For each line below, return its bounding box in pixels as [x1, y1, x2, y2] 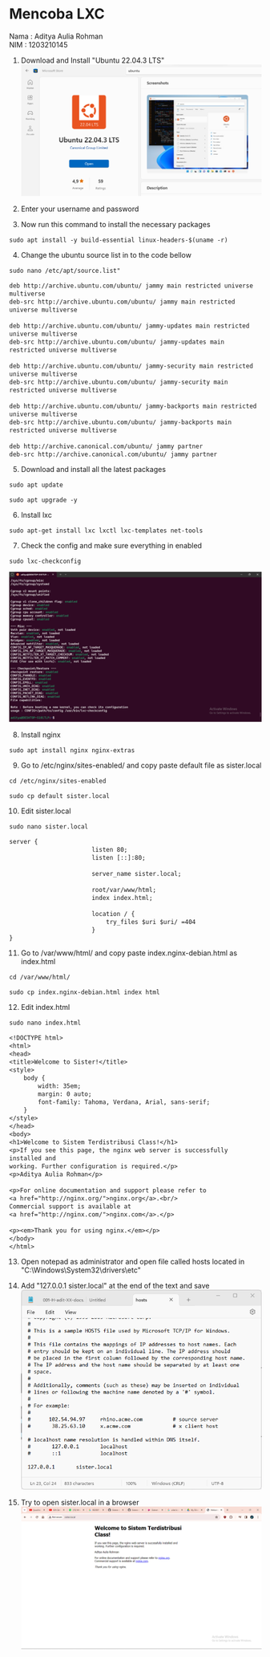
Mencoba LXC [9, 5, 105, 23]
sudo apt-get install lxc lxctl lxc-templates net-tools [9, 527, 204, 535]
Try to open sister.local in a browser [20, 1498, 139, 1508]
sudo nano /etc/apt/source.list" [9, 267, 121, 275]
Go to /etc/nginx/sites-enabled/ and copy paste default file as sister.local [20, 760, 262, 770]
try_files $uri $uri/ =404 [106, 918, 196, 926]
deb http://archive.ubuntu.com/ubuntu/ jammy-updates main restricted [9, 322, 250, 330]
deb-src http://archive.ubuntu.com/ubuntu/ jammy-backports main [9, 418, 232, 426]
